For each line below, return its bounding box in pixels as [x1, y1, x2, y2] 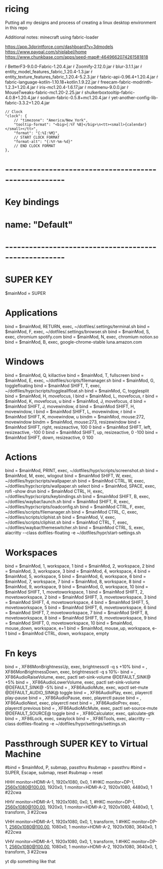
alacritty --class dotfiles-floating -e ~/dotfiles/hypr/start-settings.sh [5, 530, 141, 536]
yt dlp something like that [5, 858, 56, 865]
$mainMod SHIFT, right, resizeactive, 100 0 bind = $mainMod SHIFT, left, [5, 424, 152, 430]
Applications [5, 307, 58, 318]
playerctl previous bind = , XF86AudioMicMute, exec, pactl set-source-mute [5, 705, 158, 711]
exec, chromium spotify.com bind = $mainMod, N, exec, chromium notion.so [5, 333, 159, 340]
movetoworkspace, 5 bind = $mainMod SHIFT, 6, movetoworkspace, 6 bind [5, 604, 157, 611]
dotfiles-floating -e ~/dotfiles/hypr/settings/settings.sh [16, 721, 127, 727]
